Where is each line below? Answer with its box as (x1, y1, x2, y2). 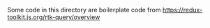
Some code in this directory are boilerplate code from (7, 6, 161, 14)
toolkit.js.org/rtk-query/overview (7, 13, 100, 21)
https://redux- (162, 6, 203, 14)
